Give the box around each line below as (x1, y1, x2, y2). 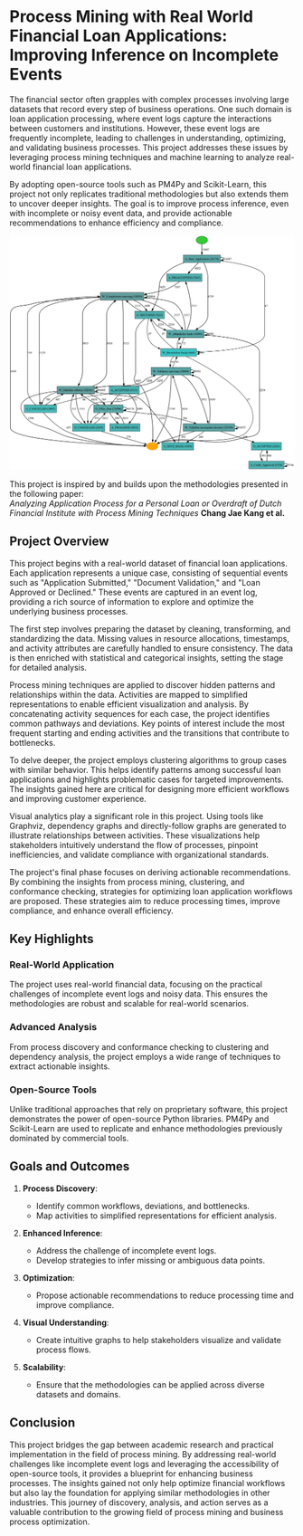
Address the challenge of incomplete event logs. (35, 1245, 217, 1255)
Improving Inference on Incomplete (9, 45, 279, 65)
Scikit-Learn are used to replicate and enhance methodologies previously (9, 1122, 283, 1133)
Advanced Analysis (9, 1021, 98, 1034)
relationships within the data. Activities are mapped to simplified (9, 689, 248, 700)
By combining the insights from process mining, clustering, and (9, 876, 245, 887)
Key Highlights (9, 931, 94, 947)
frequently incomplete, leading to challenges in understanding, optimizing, (9, 132, 287, 143)
